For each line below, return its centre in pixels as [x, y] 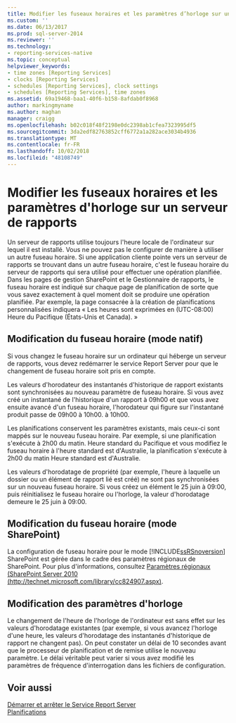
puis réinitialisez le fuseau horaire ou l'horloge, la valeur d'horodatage [108, 494]
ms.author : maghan [34, 112]
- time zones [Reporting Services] [59, 73]
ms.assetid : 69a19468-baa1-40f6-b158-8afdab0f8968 [83, 99]
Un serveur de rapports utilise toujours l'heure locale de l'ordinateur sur [111, 242]
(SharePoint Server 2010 [43, 574]
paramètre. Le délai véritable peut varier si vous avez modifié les [101, 658]
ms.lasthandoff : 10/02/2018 [48, 151]
